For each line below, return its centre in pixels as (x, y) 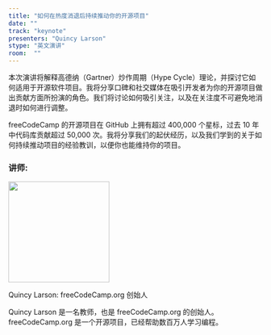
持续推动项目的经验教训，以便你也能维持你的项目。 (100, 145)
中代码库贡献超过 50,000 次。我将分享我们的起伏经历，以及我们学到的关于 (132, 135)
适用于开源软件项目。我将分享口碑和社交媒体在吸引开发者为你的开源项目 (135, 87)
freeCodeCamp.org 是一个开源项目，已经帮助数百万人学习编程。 (116, 322)
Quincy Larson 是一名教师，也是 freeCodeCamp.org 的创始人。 (113, 312)
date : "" (23, 23)
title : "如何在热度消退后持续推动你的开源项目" (79, 16)
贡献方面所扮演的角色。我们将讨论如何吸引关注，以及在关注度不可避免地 (135, 97)
